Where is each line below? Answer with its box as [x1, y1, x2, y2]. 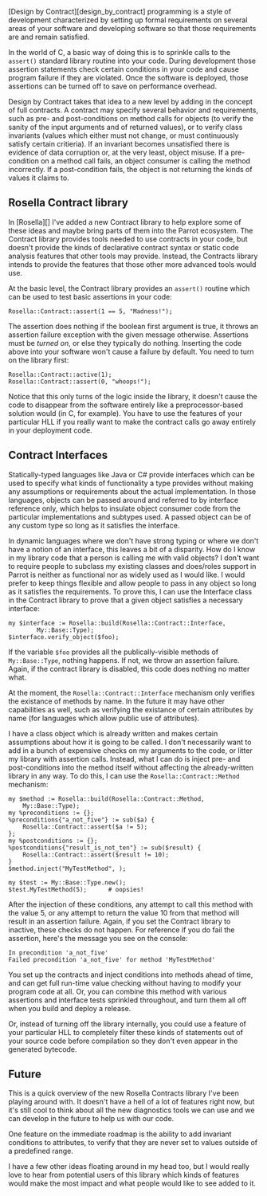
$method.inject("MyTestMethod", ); [8, 865, 127, 872]
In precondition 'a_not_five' [8, 948, 109, 957]
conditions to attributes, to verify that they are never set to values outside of [8, 1138, 258, 1147]
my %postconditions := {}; [8, 837, 98, 845]
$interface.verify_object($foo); [8, 633, 120, 641]
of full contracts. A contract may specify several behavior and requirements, [8, 105, 259, 115]
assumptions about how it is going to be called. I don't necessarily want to [8, 737, 252, 747]
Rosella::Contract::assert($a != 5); [22, 822, 148, 831]
